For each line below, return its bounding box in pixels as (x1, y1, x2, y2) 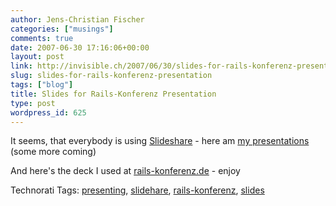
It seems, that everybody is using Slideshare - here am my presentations (10, 135, 310, 147)
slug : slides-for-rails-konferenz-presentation (10, 71, 213, 81)
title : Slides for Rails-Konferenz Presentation (10, 89, 217, 99)
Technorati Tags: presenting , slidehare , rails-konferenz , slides (10, 184, 265, 196)
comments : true (10, 33, 74, 43)
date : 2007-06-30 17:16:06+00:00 (10, 42, 150, 53)
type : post (10, 98, 56, 108)
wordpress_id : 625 (10, 107, 87, 118)
